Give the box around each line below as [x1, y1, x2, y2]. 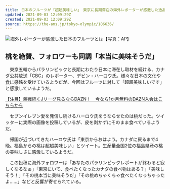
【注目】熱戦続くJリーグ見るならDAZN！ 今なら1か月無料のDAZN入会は [5, 96, 158, 102]
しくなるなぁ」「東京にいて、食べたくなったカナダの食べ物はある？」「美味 [5, 166, 160, 172]
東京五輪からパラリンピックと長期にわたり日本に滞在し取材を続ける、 [9, 67, 156, 73]
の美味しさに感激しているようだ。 [5, 149, 76, 155]
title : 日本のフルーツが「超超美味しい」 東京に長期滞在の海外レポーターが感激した [5, 7, 158, 13]
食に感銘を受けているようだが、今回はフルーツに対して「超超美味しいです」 [5, 79, 164, 85]
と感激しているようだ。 [5, 85, 54, 91]
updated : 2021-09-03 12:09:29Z [5, 12, 71, 17]
